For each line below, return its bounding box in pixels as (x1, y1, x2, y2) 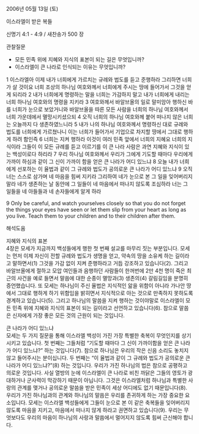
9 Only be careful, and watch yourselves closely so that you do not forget (6, 200, 186, 207)
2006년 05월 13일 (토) (6, 5, 58, 12)
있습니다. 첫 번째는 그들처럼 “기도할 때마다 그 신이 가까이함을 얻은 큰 (21, 339, 179, 346)
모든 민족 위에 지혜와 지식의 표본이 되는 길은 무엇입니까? (14, 56, 144, 63)
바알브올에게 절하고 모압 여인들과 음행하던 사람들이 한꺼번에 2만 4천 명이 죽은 (6, 267, 185, 274)
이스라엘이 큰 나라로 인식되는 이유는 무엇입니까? (14, 63, 126, 70)
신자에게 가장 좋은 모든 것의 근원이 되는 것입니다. (12, 312, 125, 319)
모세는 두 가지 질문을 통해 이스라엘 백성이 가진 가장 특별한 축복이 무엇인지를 (6, 332, 181, 339)
